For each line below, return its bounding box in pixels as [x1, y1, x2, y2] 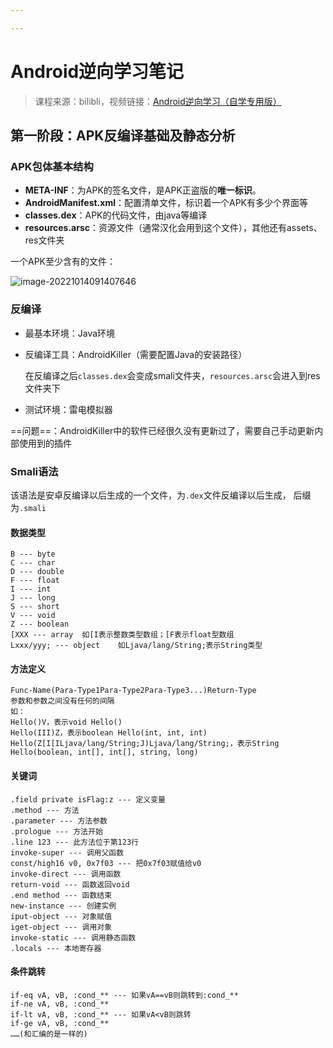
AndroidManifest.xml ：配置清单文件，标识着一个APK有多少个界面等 [24, 197, 308, 209]
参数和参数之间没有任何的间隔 [10, 696, 115, 706]
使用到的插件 [18, 437, 72, 449]
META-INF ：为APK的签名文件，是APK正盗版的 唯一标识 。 [24, 184, 262, 196]
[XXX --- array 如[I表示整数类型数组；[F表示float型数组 [10, 630, 235, 640]
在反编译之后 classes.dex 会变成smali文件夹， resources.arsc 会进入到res [24, 369, 321, 381]
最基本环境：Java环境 [24, 327, 116, 339]
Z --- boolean [10, 619, 70, 630]
